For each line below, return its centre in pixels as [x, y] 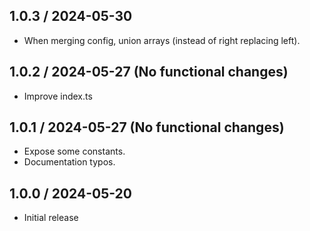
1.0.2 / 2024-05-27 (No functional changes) [149, 72]
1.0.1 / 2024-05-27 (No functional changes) [147, 127]
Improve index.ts [58, 96]
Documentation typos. [69, 162]
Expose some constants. [74, 151]
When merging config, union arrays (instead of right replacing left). [162, 40]
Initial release [51, 218]
